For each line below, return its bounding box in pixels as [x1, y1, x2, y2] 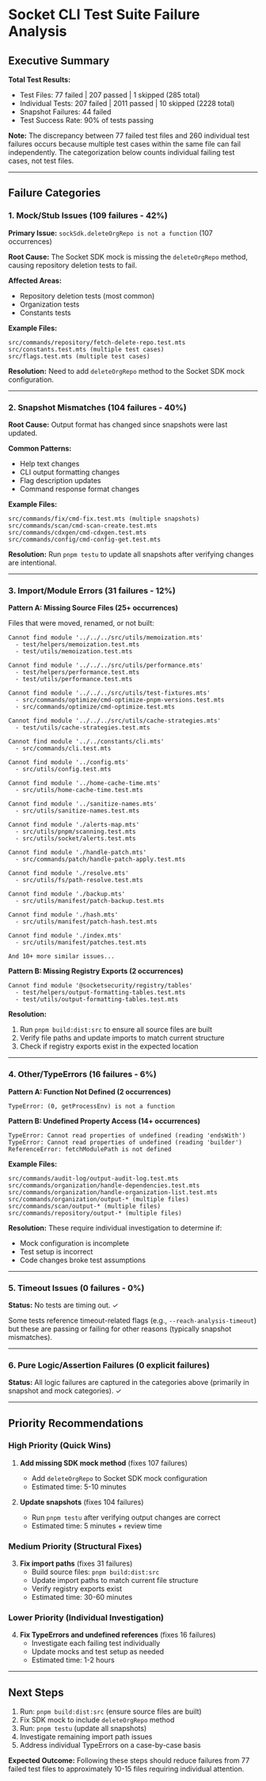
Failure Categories [8, 186, 101, 200]
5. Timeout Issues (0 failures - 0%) [8, 1282, 145, 1293]
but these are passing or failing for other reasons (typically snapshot [8, 1324, 232, 1334]
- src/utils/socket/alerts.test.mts [15, 835, 136, 843]
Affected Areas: [8, 276, 62, 285]
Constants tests [19, 307, 71, 318]
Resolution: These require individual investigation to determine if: [8, 1223, 222, 1232]
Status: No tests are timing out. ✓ [8, 1300, 119, 1310]
